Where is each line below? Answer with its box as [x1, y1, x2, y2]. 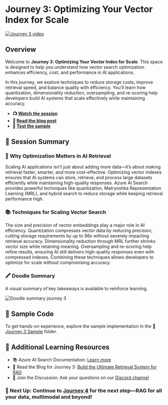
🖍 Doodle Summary [5, 272, 55, 279]
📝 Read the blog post [12, 117, 57, 123]
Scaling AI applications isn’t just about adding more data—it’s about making [5, 164, 161, 170]
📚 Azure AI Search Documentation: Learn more [12, 356, 111, 362]
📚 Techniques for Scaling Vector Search [5, 209, 106, 216]
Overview [5, 45, 37, 54]
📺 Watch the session [12, 110, 58, 116]
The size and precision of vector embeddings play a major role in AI [5, 222, 145, 228]
